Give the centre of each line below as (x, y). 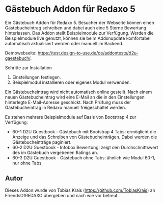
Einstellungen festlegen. (37, 77)
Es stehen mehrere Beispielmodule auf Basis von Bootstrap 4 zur (71, 117)
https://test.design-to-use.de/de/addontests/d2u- (88, 53)
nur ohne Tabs (27, 163)
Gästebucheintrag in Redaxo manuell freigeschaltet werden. (66, 107)
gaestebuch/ (18, 58)
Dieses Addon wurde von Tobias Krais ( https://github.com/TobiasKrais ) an (80, 190)
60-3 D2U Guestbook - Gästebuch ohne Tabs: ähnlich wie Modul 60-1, (84, 157)
